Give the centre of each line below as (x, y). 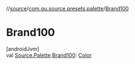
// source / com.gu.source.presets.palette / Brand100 (67, 9)
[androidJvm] (23, 49)
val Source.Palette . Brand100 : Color (49, 55)
